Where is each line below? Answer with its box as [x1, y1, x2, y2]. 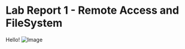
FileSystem [5, 16, 63, 30]
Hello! [5, 36, 20, 43]
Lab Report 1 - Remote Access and [5, 4, 180, 17]
